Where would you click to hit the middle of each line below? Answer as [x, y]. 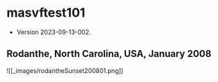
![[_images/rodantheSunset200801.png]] [65, 70]
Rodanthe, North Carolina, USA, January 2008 [109, 54]
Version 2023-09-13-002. [54, 32]
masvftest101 [46, 13]
